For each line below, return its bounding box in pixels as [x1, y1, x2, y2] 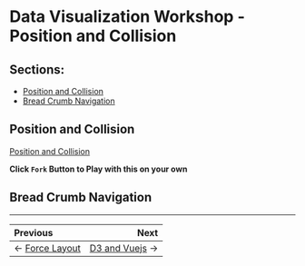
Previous [14, 226, 54, 239]
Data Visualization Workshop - [9, 6, 245, 27]
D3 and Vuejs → [89, 241, 159, 254]
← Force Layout [14, 241, 82, 254]
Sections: [9, 62, 65, 77]
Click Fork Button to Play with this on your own [9, 163, 188, 174]
